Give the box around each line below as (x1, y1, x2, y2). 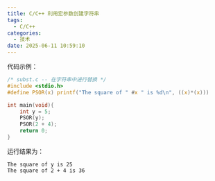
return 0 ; (19, 128, 49, 135)
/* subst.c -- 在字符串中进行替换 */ (7, 76, 107, 83)
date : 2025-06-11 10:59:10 (7, 42, 85, 49)
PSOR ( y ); (19, 114, 45, 121)
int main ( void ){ (7, 101, 54, 108)
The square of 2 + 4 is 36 (7, 167, 85, 174)
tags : (7, 17, 23, 24)
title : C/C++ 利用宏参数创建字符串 (7, 10, 99, 17)
